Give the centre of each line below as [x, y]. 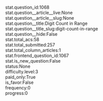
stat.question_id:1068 [27, 7]
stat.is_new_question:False [33, 61]
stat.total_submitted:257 [30, 45]
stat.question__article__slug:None [40, 18]
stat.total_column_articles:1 [33, 50]
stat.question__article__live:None [39, 13]
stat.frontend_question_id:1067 [37, 56]
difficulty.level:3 [22, 72]
